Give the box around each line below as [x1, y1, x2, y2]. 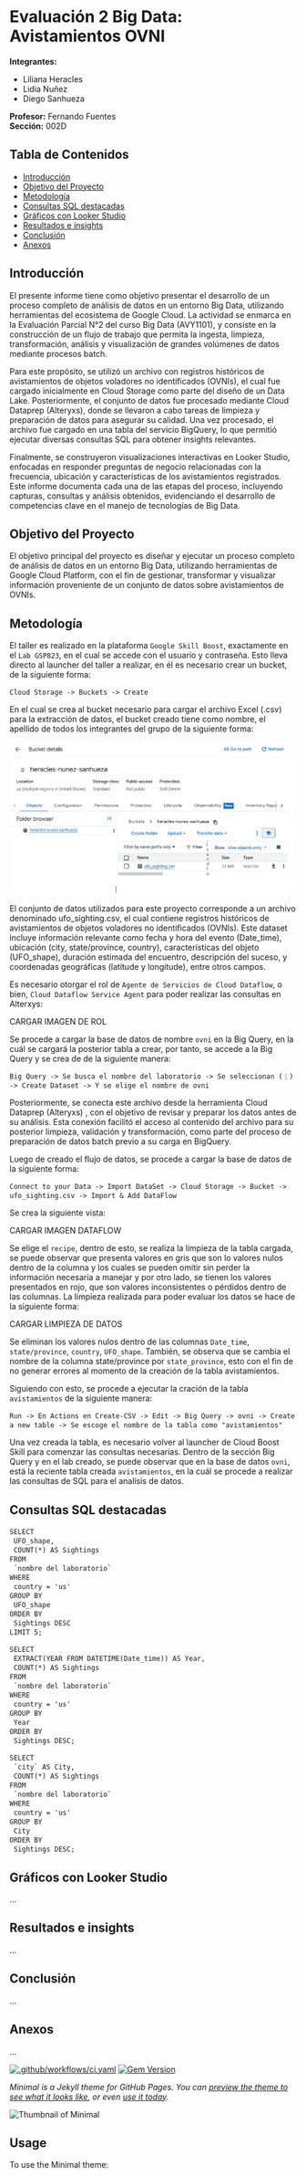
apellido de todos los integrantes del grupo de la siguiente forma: [9, 723, 254, 734]
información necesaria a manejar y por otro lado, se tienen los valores [9, 1272, 271, 1283]
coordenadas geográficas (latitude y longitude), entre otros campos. [9, 962, 266, 973]
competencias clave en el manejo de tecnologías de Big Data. [9, 500, 240, 510]
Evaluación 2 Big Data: [9, 6, 183, 27]
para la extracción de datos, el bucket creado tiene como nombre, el [9, 714, 266, 725]
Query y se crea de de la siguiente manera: [9, 1053, 171, 1065]
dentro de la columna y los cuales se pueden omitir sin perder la [9, 1262, 250, 1273]
